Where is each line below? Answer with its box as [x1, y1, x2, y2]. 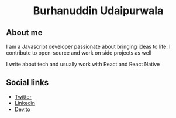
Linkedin [14, 99, 36, 106]
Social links [6, 77, 49, 87]
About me [6, 28, 43, 38]
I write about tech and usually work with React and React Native [6, 60, 160, 68]
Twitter [14, 93, 32, 100]
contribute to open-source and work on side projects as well [6, 49, 152, 56]
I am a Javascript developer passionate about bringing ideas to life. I [6, 43, 171, 50]
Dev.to [14, 106, 30, 113]
